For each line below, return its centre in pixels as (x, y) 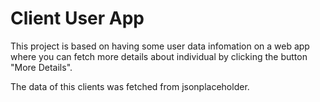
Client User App (77, 18)
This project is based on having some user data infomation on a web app (160, 46)
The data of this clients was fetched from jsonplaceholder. (130, 86)
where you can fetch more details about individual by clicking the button (159, 56)
